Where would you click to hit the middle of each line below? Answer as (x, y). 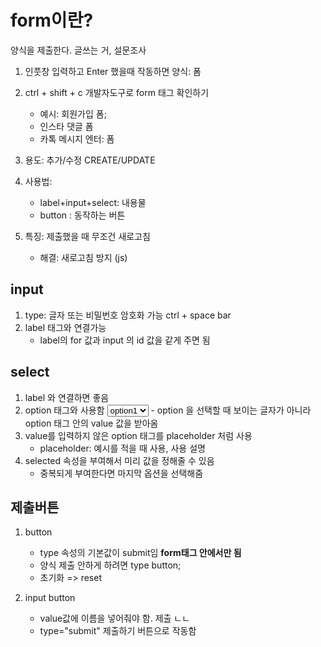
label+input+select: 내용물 (93, 202)
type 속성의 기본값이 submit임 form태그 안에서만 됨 (140, 553)
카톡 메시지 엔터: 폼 (77, 138)
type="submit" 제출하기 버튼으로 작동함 (118, 631)
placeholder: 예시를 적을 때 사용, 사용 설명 (122, 448)
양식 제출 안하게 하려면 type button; (110, 565)
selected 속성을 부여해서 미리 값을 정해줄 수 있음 (119, 460)
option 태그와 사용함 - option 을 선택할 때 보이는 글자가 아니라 (168, 410)
